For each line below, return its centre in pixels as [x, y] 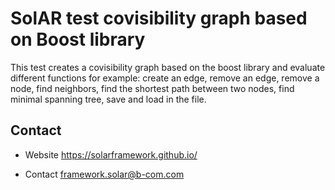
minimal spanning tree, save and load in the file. [108, 99]
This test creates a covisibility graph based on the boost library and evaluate [168, 67]
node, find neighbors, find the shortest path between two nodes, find [152, 88]
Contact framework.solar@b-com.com [104, 174]
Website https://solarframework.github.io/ [111, 154]
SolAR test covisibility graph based [159, 18]
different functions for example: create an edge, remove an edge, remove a [165, 78]
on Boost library [78, 39]
